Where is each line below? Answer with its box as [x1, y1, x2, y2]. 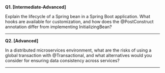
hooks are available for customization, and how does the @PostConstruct [5, 19, 154, 24]
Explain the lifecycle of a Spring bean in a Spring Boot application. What [5, 14, 151, 19]
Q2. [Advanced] [5, 38, 38, 43]
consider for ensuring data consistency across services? [5, 58, 120, 63]
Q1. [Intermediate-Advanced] [5, 4, 66, 10]
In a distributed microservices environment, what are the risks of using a [5, 47, 152, 53]
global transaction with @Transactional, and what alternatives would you [5, 53, 152, 58]
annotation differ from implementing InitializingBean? [5, 24, 112, 30]
